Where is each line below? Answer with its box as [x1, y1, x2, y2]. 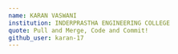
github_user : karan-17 [8, 33, 84, 42]
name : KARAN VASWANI [8, 11, 78, 20]
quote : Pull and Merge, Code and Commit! [8, 26, 149, 34]
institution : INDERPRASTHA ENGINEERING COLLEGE [8, 19, 171, 27]
